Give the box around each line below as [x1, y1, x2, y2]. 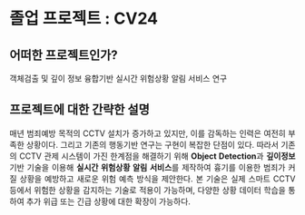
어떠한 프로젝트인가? [9, 47, 118, 63]
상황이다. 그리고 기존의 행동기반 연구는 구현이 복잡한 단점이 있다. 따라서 [25, 139, 280, 150]
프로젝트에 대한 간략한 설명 [9, 102, 150, 118]
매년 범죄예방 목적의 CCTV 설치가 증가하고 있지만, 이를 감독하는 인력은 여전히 [9, 128, 286, 139]
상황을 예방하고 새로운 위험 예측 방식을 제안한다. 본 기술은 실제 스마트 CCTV [19, 173, 296, 184]
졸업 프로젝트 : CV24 [9, 8, 159, 29]
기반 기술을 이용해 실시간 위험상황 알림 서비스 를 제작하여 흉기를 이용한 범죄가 [9, 161, 286, 172]
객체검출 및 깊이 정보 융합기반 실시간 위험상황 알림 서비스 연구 [9, 73, 228, 83]
